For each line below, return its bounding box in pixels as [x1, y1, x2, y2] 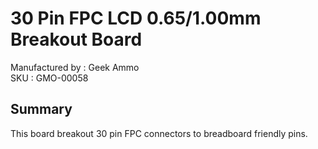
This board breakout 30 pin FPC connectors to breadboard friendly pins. [10, 127, 308, 139]
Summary [10, 101, 73, 118]
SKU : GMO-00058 [10, 72, 89, 84]
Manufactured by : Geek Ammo [10, 61, 140, 73]
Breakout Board [10, 28, 143, 51]
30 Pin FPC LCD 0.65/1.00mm [10, 7, 262, 30]
